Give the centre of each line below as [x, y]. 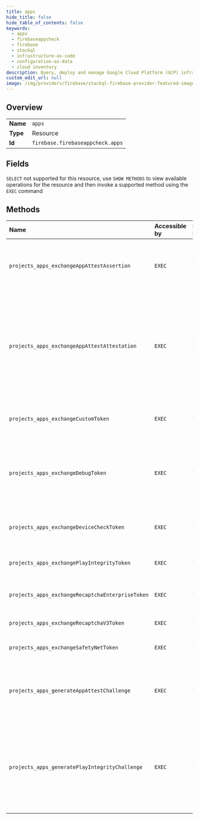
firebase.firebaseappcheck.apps [77, 143]
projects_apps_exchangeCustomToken [59, 419]
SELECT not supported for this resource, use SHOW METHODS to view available [97, 178]
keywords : [18, 28]
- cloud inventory [34, 67]
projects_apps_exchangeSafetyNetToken [64, 648]
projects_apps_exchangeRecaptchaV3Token [67, 623]
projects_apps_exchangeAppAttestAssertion [70, 266]
